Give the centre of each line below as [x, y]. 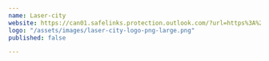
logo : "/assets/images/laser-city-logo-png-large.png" [102, 30]
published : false [37, 38]
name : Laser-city [37, 15]
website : [23, 23]
